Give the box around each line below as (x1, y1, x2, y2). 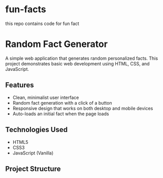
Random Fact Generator (5, 38, 108, 50)
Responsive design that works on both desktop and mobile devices (12, 105, 153, 111)
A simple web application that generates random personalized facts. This (5, 55, 158, 61)
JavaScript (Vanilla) (12, 149, 54, 156)
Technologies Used (5, 125, 68, 134)
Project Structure (5, 164, 61, 173)
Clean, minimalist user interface (12, 94, 79, 100)
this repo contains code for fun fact (5, 20, 80, 27)
